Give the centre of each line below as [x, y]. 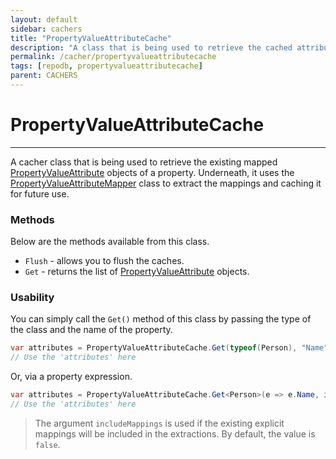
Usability [32, 298]
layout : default [44, 19]
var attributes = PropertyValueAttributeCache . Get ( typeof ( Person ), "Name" [169, 348]
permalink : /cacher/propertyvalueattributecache [113, 57]
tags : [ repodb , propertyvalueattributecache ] [106, 66]
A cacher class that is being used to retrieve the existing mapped [144, 162]
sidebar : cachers [46, 29]
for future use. [40, 193]
